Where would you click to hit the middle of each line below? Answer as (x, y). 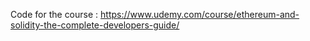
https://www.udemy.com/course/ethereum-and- (200, 14)
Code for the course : (54, 14)
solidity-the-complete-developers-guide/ (95, 25)
